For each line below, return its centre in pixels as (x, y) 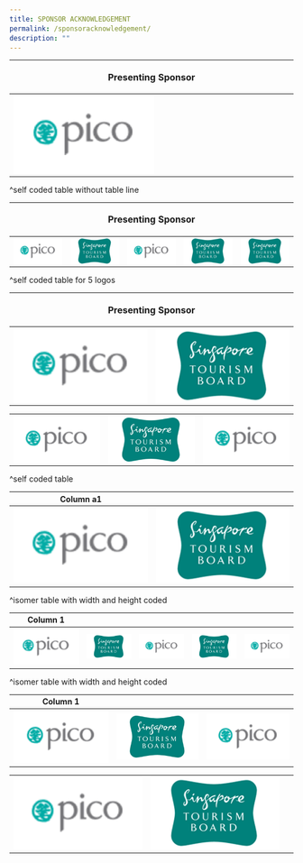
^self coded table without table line (74, 189)
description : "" (40, 38)
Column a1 (81, 499)
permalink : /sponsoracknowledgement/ (80, 28)
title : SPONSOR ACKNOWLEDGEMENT (70, 19)
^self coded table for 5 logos (62, 280)
